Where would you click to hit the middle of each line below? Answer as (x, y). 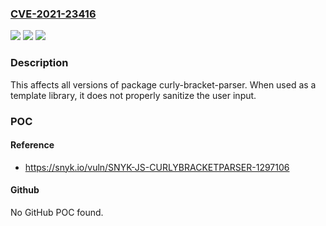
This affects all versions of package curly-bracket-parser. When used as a (163, 84)
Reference (32, 145)
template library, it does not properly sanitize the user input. (133, 95)
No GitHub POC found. (57, 212)
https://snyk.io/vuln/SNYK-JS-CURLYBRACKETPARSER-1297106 (157, 167)
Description (39, 63)
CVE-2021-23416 (53, 14)
